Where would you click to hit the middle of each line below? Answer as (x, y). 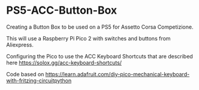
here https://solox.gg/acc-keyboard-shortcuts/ (64, 63)
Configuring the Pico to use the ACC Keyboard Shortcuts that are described (99, 56)
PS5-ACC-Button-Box (62, 10)
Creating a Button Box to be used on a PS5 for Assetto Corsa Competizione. (100, 27)
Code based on (25, 74)
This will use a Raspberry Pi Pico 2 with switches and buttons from (88, 38)
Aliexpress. (20, 45)
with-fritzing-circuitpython (39, 80)
